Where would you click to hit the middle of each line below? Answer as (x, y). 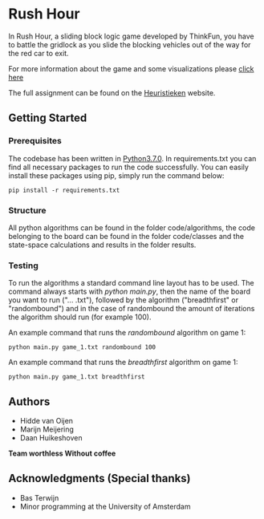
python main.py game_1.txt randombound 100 (82, 347)
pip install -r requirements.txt (64, 190)
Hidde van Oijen (47, 421)
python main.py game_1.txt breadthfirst (77, 377)
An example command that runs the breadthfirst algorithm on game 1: (123, 363)
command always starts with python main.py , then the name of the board (130, 292)
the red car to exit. (39, 53)
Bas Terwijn (39, 497)
